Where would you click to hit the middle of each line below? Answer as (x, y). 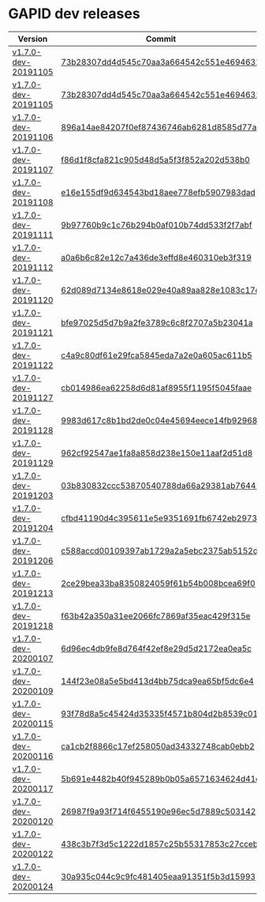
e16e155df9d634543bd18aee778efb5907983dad (159, 192)
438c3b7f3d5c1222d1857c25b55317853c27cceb (160, 844)
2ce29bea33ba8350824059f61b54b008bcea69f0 (158, 583)
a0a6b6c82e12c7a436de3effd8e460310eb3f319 (157, 257)
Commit (161, 39)
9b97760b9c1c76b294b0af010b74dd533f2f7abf (157, 224)
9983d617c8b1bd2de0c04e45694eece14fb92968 (159, 420)
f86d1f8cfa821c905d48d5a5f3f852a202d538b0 (155, 160)
